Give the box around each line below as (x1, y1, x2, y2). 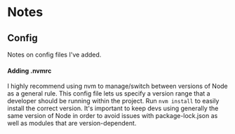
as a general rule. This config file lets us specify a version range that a (7, 89, 210, 98)
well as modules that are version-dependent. (7, 119, 137, 128)
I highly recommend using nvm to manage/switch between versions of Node (7, 82, 228, 91)
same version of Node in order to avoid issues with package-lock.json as (7, 112, 218, 120)
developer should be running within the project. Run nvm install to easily (7, 97, 220, 105)
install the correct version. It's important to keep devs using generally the (7, 104, 219, 112)
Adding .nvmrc (7, 66, 52, 75)
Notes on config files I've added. (7, 50, 102, 59)
